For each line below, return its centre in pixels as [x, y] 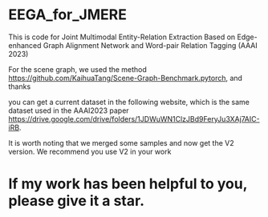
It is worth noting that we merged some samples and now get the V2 [121, 143]
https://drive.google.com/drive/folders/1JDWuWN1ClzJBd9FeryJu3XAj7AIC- [134, 119]
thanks [20, 86]
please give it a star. [77, 201]
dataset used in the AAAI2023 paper [69, 111]
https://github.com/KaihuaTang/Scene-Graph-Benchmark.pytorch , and [126, 78]
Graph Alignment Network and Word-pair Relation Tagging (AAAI [150, 45]
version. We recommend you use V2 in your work [90, 151]
